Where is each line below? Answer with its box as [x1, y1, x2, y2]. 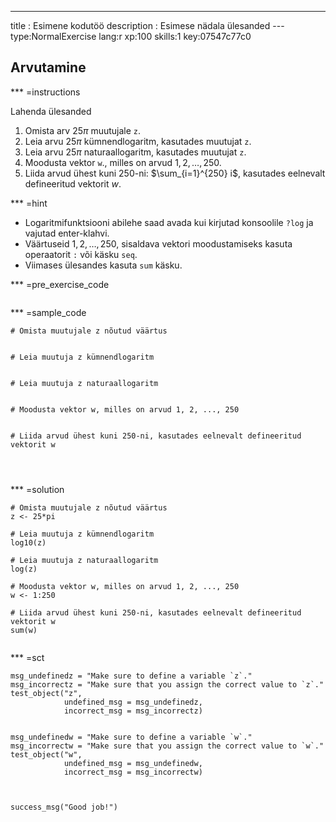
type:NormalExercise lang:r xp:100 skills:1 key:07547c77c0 [10, 31, 252, 42]
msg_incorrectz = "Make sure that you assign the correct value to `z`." [10, 679, 325, 690]
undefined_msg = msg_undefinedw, [63, 758, 203, 768]
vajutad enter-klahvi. [24, 227, 110, 239]
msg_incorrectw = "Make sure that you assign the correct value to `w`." [10, 741, 325, 751]
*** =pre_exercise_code [10, 278, 110, 290]
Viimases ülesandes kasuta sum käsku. [24, 259, 183, 271]
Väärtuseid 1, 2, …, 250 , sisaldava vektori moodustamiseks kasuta [24, 237, 293, 250]
